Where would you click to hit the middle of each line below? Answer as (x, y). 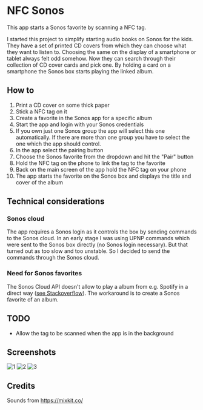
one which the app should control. (58, 144)
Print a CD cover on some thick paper (62, 105)
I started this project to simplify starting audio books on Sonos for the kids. (100, 39)
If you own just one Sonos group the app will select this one (90, 130)
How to (21, 91)
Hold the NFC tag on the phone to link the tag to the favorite (90, 163)
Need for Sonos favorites (45, 274)
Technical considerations (56, 202)
